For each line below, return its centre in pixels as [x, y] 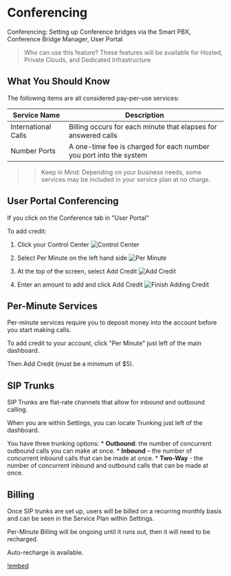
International [31, 127]
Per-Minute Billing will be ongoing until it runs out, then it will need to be [109, 532]
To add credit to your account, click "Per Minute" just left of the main [104, 343]
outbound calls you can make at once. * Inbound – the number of [100, 451]
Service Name [36, 115]
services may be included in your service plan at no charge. [126, 179]
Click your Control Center [53, 244]
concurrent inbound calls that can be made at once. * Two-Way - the [105, 458]
